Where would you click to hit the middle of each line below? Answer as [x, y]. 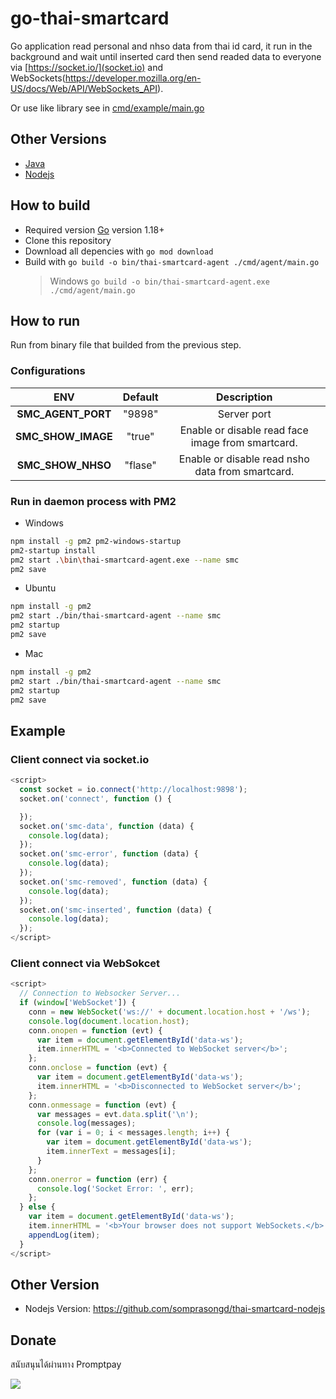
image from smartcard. [244, 442]
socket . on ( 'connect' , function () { [95, 798]
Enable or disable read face [244, 430]
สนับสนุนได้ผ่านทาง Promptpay [66, 1364]
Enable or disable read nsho [244, 459]
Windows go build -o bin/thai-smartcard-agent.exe [159, 281]
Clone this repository [68, 240]
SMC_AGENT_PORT [64, 414]
